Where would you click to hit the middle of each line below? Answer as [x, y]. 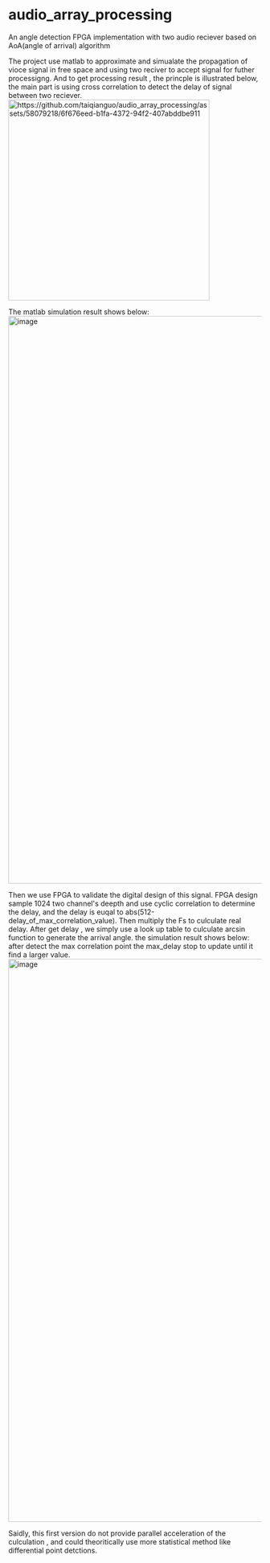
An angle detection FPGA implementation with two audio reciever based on [133, 37]
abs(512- [140, 912]
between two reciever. [45, 95]
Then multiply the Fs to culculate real [180, 920]
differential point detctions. [53, 1550]
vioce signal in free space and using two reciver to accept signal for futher [131, 69]
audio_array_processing [90, 15]
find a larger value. [39, 955]
